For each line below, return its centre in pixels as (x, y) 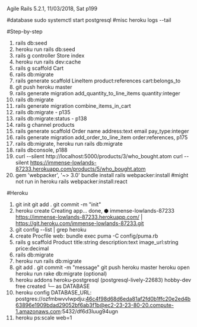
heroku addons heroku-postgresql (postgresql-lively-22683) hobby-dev (103, 280)
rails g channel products (45, 125)
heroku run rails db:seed (45, 49)
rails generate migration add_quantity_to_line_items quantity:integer (98, 93)
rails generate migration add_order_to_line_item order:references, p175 (101, 137)
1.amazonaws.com (38, 311)
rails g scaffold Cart (39, 68)
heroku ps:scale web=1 (44, 318)
